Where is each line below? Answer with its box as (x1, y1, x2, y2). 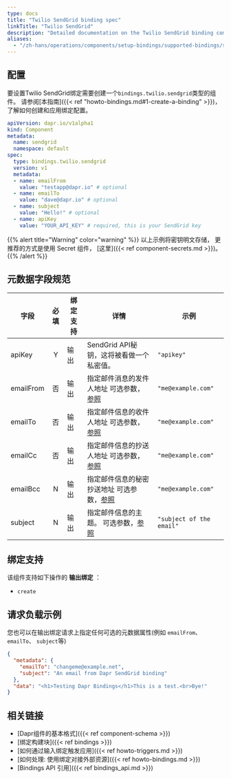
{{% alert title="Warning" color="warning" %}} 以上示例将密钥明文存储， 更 (7, 235, 221, 244)
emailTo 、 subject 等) (7, 637, 67, 645)
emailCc (10, 450, 37, 460)
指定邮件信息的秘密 (87, 474, 149, 484)
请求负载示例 (7, 608, 62, 620)
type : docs (7, 10, 38, 17)
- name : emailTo (13, 190, 60, 197)
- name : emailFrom (13, 177, 67, 184)
